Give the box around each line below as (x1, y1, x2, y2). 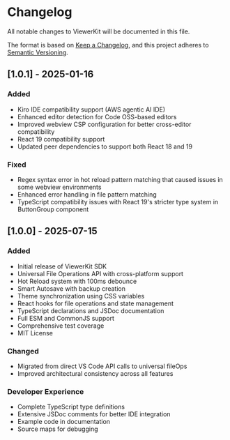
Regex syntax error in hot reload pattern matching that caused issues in (17, 175, 223, 183)
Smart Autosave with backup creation (17, 284, 125, 293)
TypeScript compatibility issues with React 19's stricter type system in (17, 197, 219, 206)
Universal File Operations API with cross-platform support (17, 269, 183, 278)
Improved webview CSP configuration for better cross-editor (17, 120, 192, 128)
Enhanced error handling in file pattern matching (17, 190, 157, 199)
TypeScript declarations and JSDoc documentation (17, 306, 164, 314)
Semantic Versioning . (7, 48, 68, 56)
